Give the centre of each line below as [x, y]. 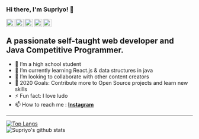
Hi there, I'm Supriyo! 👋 [40, 9]
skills [21, 89]
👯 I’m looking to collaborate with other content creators [82, 77]
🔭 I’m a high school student [48, 64]
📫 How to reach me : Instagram [54, 105]
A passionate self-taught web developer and [90, 41]
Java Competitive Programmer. [65, 50]
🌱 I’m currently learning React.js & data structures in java [84, 71]
